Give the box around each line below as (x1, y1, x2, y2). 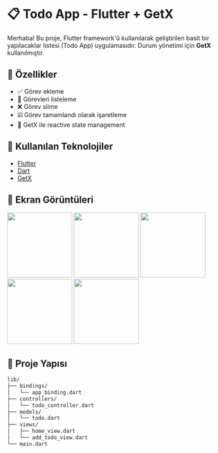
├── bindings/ (7, 383, 48, 390)
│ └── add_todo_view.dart (7, 434, 89, 441)
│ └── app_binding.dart (7, 388, 82, 396)
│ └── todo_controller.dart (7, 402, 95, 409)
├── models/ (7, 408, 42, 416)
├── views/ (7, 421, 39, 428)
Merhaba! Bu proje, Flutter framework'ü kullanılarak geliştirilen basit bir (7, 33, 210, 42)
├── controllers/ (7, 395, 57, 402)
